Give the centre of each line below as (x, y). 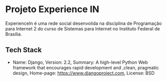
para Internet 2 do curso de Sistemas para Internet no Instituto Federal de (83, 28)
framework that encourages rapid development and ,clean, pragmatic (86, 67)
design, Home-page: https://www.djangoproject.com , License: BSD (83, 73)
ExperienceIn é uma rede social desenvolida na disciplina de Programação (83, 23)
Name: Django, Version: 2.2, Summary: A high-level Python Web (80, 62)
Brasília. (14, 34)
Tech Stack (23, 50)
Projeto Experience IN (52, 9)
